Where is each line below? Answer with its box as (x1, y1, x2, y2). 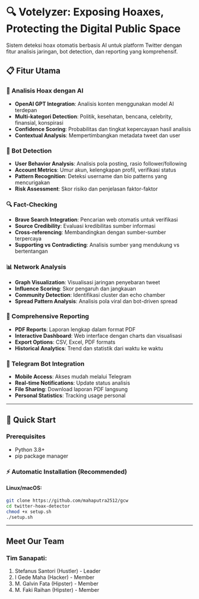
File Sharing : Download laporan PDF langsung (14, 386, 129, 393)
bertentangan (14, 248, 49, 255)
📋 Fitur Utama (6, 66, 61, 76)
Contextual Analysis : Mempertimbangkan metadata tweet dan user (14, 132, 181, 139)
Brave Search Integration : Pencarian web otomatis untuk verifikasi (14, 216, 178, 223)
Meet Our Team (6, 536, 65, 546)
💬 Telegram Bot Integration (6, 359, 85, 367)
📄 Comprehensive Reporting (6, 312, 89, 321)
